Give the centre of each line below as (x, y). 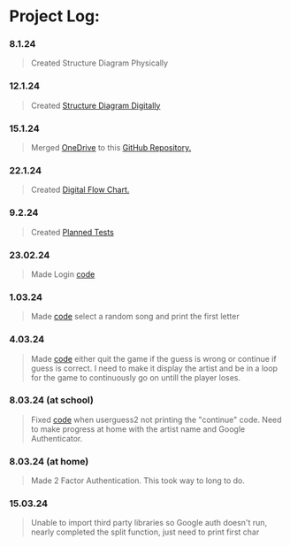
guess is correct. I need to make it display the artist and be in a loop (154, 368)
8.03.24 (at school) (52, 400)
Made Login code (63, 274)
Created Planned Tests (72, 232)
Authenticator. (57, 438)
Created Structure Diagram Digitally (95, 105)
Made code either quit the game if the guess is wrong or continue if (153, 358)
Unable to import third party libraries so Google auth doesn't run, (149, 523)
